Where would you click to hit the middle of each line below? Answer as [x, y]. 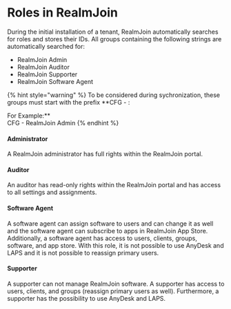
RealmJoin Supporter [47, 74]
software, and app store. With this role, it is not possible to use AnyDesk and [115, 245]
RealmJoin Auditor [43, 67]
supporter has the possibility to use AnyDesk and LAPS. [87, 298]
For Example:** [29, 116]
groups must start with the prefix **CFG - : [69, 102]
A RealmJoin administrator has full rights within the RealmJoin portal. [105, 154]
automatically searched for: [46, 46]
